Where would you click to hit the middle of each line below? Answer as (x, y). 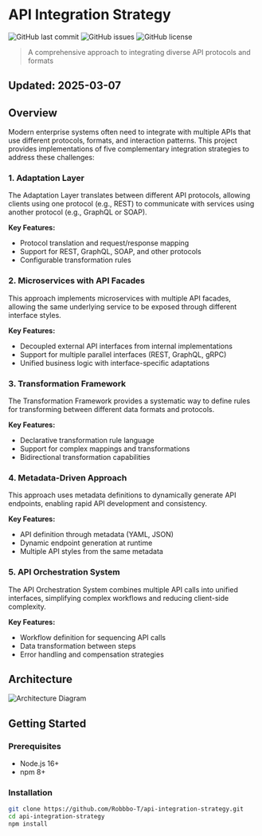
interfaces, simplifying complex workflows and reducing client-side (119, 598)
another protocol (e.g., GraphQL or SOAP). (78, 212)
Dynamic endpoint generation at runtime (86, 543)
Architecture (41, 679)
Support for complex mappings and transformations (105, 449)
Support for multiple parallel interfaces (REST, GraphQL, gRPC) (123, 354)
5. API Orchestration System (65, 572)
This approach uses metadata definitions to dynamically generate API (122, 495)
